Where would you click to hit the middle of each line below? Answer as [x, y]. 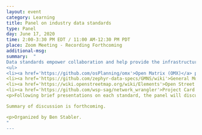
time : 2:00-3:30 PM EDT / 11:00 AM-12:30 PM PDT [68, 40]
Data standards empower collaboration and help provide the [83, 62]
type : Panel [21, 28]
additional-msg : [26, 51]
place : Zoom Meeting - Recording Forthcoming [64, 46]
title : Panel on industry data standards [59, 23]
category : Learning [31, 17]
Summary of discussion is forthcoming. [56, 106]
